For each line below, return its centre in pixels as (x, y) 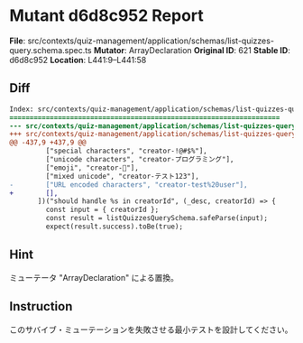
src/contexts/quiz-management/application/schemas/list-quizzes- (151, 41)
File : (18, 41)
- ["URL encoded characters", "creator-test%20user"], (129, 185)
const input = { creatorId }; (102, 210)
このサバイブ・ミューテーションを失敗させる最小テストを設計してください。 (151, 329)
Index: (22, 109)
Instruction (41, 306)
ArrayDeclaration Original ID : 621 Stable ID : (210, 50)
